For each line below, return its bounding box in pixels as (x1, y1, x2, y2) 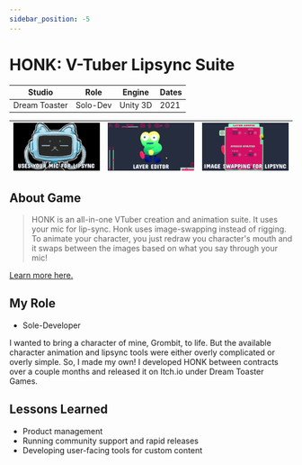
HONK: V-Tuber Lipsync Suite (9, 54, 235, 75)
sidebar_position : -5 (9, 14, 91, 23)
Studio (28, 87, 54, 98)
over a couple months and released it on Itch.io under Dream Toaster (9, 366, 264, 377)
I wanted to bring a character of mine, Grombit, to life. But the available (9, 337, 271, 348)
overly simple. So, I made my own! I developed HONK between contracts (9, 356, 279, 367)
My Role (9, 296, 57, 311)
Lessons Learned (9, 402, 108, 417)
